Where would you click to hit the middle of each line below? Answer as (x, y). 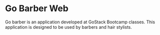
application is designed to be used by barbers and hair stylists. (68, 27)
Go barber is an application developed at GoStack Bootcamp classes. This (80, 22)
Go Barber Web (37, 9)
